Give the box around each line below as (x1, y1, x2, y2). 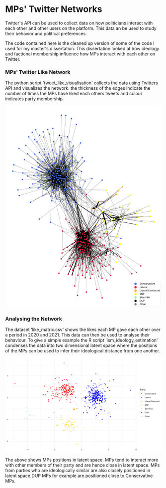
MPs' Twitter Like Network (5, 68, 71, 75)
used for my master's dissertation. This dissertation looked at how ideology (5, 45, 160, 51)
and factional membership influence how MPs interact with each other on (5, 51, 156, 57)
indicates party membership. (5, 96, 64, 102)
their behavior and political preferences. (5, 30, 87, 36)
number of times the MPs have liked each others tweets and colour (5, 91, 143, 97)
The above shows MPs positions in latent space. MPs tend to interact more (5, 457, 159, 463)
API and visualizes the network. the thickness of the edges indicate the (5, 85, 151, 91)
